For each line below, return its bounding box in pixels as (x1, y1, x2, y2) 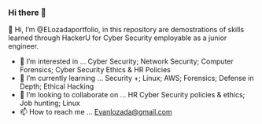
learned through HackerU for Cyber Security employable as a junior (8, 33, 227, 42)
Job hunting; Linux (19, 98, 81, 108)
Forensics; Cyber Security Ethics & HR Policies (19, 65, 171, 75)
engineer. (8, 42, 39, 51)
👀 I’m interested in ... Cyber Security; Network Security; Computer (19, 57, 234, 66)
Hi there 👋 (8, 7, 47, 18)
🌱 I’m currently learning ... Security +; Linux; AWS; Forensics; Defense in (19, 74, 254, 83)
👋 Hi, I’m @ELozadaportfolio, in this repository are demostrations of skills (8, 25, 245, 35)
